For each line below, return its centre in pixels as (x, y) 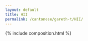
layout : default (22, 10)
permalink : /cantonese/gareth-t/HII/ (44, 19)
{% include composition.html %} (38, 33)
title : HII (16, 14)
